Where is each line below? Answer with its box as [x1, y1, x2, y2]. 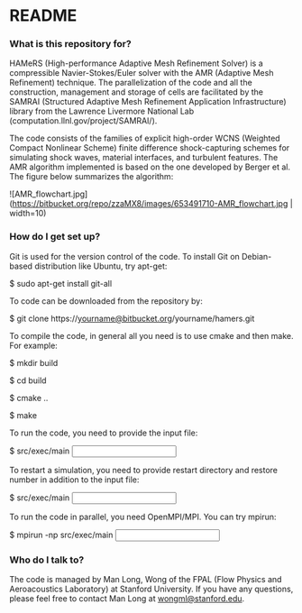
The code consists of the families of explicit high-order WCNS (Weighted [9, 133, 281, 144]
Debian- [242, 251, 272, 261]
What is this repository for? [9, 38, 133, 50]
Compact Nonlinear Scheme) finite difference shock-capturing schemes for [9, 142, 290, 153]
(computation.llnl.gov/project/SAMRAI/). [9, 115, 158, 126]
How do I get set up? [9, 231, 101, 243]
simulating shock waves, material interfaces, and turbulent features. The [9, 152, 279, 163]
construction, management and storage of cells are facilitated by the [9, 87, 264, 97]
